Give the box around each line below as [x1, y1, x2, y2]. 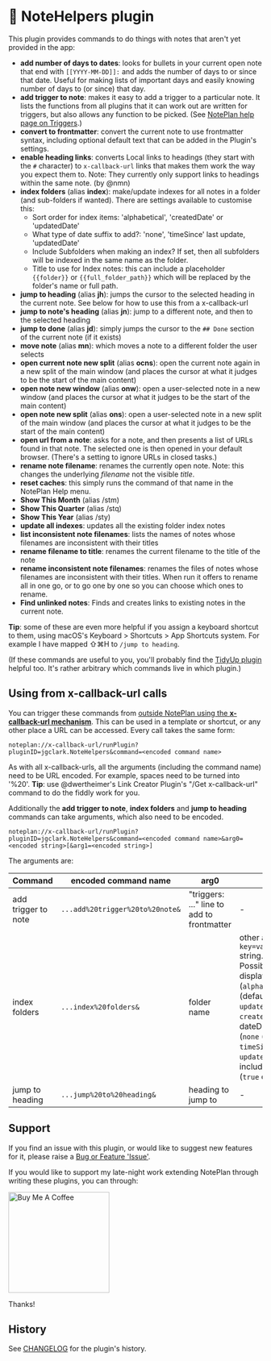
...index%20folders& [60, 1002, 140, 1011]
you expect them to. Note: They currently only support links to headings [19, 169, 260, 179]
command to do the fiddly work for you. [8, 788, 140, 797]
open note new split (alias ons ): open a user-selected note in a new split [19, 409, 262, 418]
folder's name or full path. [31, 281, 119, 290]
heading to [188, 1084, 230, 1095]
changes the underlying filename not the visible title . [19, 469, 195, 479]
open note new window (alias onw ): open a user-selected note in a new [19, 383, 261, 393]
